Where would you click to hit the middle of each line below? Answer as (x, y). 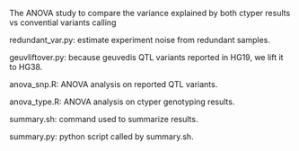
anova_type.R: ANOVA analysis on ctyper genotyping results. (122, 102)
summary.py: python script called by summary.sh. (102, 137)
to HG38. (26, 67)
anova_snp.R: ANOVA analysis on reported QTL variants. (114, 84)
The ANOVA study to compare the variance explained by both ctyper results (150, 13)
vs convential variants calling (63, 22)
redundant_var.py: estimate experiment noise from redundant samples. (140, 40)
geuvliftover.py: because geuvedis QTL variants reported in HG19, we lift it (146, 57)
